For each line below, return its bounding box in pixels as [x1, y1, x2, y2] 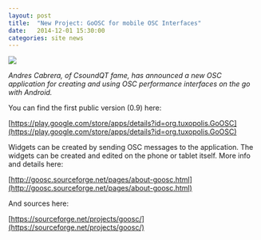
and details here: [8, 159, 64, 169]
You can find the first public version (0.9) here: [8, 103, 162, 112]
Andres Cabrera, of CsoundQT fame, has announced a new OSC [8, 71, 222, 81]
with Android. [8, 88, 53, 97]
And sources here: [8, 199, 69, 208]
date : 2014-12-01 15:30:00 [8, 26, 105, 34]
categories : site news [8, 33, 84, 42]
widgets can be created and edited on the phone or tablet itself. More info [8, 151, 251, 160]
